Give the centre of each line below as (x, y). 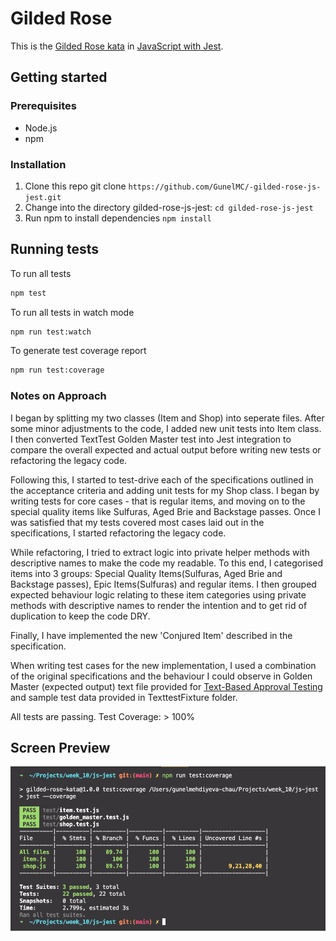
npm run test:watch (51, 332)
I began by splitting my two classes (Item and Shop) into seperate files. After (167, 418)
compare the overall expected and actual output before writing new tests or (166, 449)
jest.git (43, 197)
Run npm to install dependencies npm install (118, 218)
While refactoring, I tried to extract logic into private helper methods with (160, 552)
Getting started (59, 77)
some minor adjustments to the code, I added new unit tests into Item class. (166, 428)
